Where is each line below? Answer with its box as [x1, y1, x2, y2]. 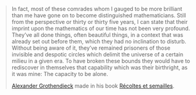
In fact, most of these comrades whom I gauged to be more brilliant [11, 6, 182, 12]
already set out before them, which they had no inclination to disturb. [11, 38, 187, 45]
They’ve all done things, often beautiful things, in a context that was [11, 31, 184, 39]
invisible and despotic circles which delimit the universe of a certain [11, 51, 184, 58]
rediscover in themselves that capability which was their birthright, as [11, 64, 188, 71]
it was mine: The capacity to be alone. [11, 70, 108, 77]
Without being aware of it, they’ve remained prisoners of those [11, 44, 171, 51]
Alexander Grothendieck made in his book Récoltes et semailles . [11, 82, 174, 89]
